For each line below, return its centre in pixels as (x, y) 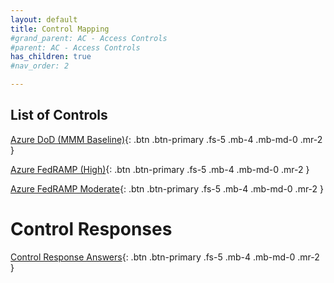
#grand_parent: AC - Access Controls (89, 38)
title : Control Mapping (60, 29)
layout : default (44, 19)
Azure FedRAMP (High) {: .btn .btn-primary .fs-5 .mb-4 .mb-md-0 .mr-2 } (160, 169)
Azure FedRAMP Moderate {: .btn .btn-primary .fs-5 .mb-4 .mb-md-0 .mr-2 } (167, 188)
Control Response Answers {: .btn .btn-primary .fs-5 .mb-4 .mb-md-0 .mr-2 (165, 257)
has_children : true (51, 57)
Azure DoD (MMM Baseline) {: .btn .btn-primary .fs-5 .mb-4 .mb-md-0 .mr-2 (166, 139)
